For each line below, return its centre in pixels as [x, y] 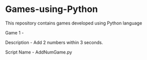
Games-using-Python [52, 9]
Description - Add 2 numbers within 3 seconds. [54, 42]
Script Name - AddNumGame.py [39, 52]
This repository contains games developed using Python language [74, 23]
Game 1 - [15, 32]
